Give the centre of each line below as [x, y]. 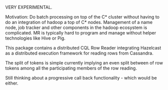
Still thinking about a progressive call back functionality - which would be [81, 78]
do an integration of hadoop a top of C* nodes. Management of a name [79, 22]
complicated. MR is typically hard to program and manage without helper [81, 33]
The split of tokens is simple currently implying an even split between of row [84, 63]
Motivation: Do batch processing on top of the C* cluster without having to [82, 17]
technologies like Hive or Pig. [35, 38]
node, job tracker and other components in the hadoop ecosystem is [76, 27]
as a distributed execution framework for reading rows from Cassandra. [79, 53]
